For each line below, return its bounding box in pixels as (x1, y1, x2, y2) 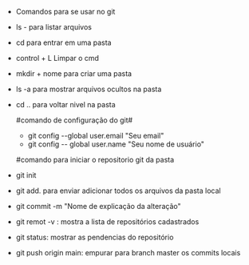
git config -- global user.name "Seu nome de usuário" (27, 139, 205, 149)
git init (15, 171, 37, 179)
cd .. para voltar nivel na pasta (15, 100, 116, 109)
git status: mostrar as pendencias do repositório (15, 232, 174, 242)
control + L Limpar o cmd (15, 54, 100, 62)
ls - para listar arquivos (15, 22, 92, 31)
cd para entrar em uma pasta (15, 38, 112, 47)
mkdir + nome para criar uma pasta (15, 69, 132, 78)
